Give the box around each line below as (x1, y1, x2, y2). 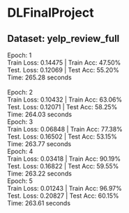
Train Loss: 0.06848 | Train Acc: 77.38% (7, 125, 123, 133)
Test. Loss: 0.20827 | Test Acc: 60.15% (7, 191, 120, 200)
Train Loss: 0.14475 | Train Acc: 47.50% (7, 58, 121, 67)
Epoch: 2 (7, 88, 33, 96)
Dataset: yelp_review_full (7, 33, 120, 45)
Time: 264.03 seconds (7, 110, 72, 118)
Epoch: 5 (7, 177, 33, 185)
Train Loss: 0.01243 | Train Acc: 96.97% (7, 184, 122, 192)
